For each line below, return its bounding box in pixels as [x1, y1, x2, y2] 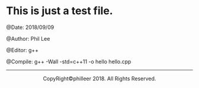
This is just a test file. [6, 4, 114, 18]
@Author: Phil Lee [6, 35, 50, 42]
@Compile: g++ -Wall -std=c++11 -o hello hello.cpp [6, 58, 131, 65]
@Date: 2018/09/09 [6, 24, 54, 31]
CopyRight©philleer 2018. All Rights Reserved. [43, 75, 156, 82]
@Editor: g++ [6, 46, 39, 54]
